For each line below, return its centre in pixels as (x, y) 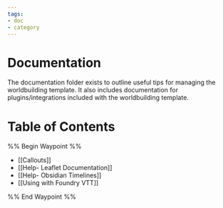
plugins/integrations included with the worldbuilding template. (98, 98)
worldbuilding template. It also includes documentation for (93, 90)
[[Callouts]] (34, 160)
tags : (15, 14)
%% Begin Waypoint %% (45, 147)
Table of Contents (61, 127)
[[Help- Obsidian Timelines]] (59, 175)
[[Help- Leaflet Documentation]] (65, 168)
